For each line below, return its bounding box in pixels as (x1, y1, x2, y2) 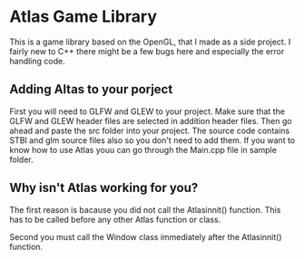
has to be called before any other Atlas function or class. (9, 214, 221, 225)
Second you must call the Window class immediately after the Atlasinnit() (9, 231, 283, 242)
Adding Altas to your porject (9, 82, 173, 97)
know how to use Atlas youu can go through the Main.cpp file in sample (9, 144, 277, 155)
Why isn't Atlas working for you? (9, 180, 199, 196)
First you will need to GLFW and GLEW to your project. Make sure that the (9, 106, 286, 117)
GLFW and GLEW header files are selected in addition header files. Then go (9, 115, 292, 126)
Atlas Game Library (9, 6, 157, 27)
